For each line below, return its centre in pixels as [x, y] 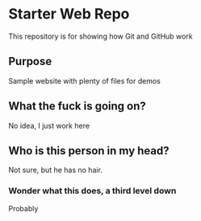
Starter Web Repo [69, 14]
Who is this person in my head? [89, 151]
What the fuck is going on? [77, 106]
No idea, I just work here [49, 125]
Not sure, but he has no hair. [56, 170]
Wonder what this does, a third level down [92, 191]
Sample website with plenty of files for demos [85, 80]
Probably [23, 208]
